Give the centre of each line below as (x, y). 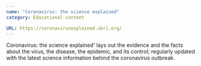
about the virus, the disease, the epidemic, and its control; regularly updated (100, 52)
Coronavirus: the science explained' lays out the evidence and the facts (95, 45)
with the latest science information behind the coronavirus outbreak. (91, 58)
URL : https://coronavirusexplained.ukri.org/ (64, 28)
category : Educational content (45, 17)
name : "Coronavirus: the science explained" (63, 12)
